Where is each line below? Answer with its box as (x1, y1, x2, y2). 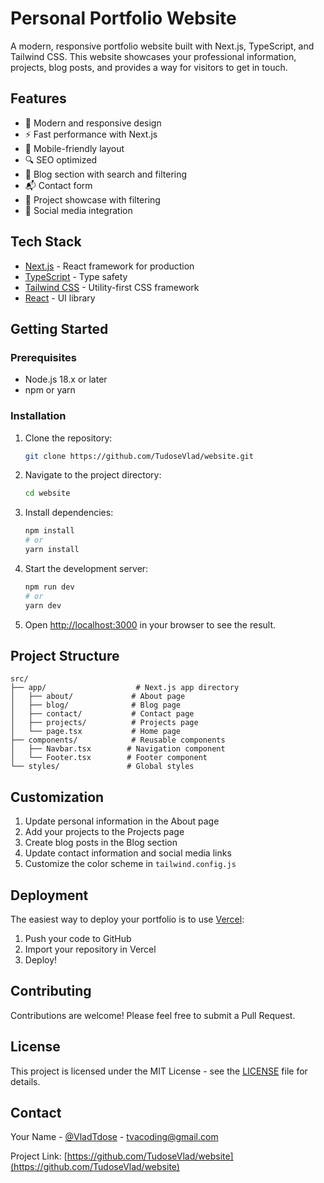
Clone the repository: (24, 432, 113, 444)
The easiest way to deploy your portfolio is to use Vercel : (10, 913, 245, 925)
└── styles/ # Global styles (10, 762, 195, 772)
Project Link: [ (10, 1150, 68, 1162)
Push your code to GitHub (24, 932, 132, 944)
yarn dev (24, 600, 62, 611)
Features (10, 90, 67, 107)
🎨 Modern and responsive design (24, 117, 162, 129)
